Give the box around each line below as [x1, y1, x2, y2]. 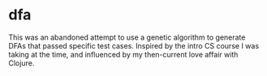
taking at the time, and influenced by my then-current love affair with [8, 49, 239, 59]
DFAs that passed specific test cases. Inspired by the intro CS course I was [8, 40, 260, 50]
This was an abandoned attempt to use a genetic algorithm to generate [8, 32, 246, 42]
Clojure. [8, 58, 35, 68]
